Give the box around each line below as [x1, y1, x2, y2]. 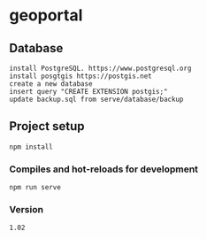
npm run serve [9, 183, 62, 192]
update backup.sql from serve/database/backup [9, 95, 184, 104]
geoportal [9, 5, 83, 26]
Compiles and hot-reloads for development [9, 163, 199, 175]
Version [9, 204, 44, 216]
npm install [9, 143, 53, 151]
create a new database [9, 80, 93, 89]
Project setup [9, 119, 86, 134]
